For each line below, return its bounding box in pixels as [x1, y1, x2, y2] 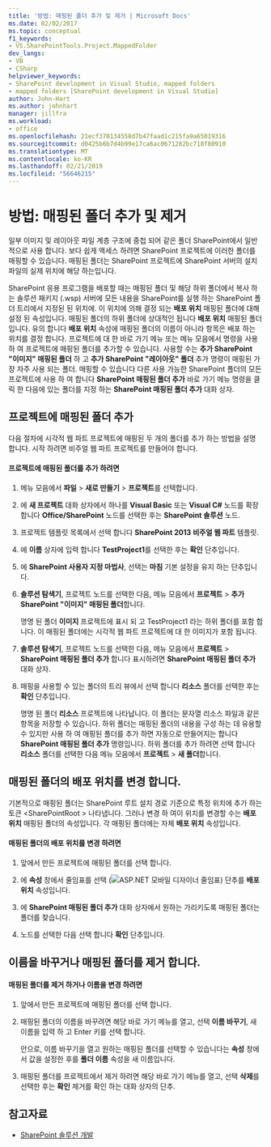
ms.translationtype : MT [8, 147, 89, 155]
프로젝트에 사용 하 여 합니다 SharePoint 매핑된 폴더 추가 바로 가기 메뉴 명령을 [8, 374, 252, 384]
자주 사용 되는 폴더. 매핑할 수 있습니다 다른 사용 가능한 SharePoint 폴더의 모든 [16, 363, 262, 373]
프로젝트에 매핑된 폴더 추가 [8, 410, 133, 424]
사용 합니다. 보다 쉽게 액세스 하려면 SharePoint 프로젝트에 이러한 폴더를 [29, 245, 256, 255]
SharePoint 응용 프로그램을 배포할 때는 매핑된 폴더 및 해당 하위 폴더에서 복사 [8, 283, 249, 292]
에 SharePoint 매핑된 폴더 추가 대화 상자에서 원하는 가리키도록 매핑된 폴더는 [19, 902, 260, 911]
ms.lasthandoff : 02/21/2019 [8, 163, 104, 171]
